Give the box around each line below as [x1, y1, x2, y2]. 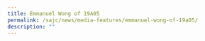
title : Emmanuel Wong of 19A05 [7, 10, 100, 17]
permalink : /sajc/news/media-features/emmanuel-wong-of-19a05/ [7, 17, 199, 24]
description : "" [7, 23, 55, 30]
